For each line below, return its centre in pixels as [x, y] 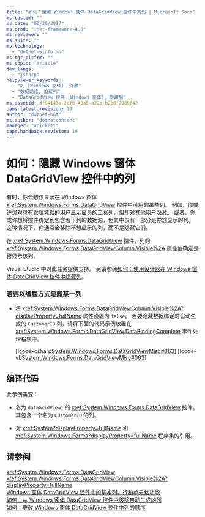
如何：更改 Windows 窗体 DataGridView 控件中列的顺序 [76, 507]
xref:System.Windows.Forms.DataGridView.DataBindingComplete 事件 [104, 332]
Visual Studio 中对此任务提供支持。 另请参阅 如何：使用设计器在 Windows [99, 269]
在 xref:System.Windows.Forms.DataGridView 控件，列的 [79, 240]
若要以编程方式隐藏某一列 [44, 294]
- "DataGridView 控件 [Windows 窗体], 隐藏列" [69, 97]
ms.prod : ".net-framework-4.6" [46, 29]
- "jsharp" [26, 75]
